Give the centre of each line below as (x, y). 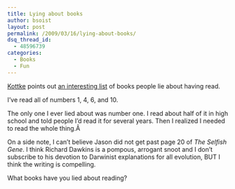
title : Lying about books (45, 14)
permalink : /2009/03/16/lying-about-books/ (72, 33)
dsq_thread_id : (29, 40)
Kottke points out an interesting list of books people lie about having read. (114, 86)
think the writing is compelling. (52, 164)
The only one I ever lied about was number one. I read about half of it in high (118, 113)
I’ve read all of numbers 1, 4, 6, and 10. (63, 100)
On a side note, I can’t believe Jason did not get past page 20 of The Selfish (117, 142)
